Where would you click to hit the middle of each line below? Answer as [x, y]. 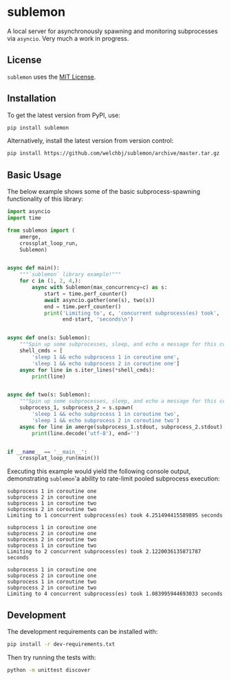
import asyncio [29, 212]
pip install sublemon [38, 128]
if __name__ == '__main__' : [47, 452]
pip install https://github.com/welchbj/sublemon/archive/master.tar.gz [113, 153]
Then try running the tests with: [52, 657]
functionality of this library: [45, 199]
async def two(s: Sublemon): [49, 395]
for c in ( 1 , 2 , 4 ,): [50, 281]
